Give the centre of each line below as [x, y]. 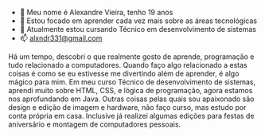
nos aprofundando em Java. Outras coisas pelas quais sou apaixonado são [131, 99]
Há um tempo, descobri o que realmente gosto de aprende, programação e [131, 57]
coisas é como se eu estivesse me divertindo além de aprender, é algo [124, 73]
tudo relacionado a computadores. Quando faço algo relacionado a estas [128, 65]
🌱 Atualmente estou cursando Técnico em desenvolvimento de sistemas [138, 29]
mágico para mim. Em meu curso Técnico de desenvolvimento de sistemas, [132, 82]
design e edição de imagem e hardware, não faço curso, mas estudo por [127, 107]
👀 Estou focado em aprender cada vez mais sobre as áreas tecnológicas [138, 21]
